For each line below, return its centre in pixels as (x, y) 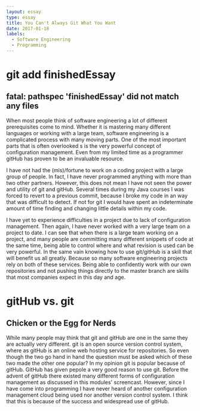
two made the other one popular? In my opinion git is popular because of (96, 363)
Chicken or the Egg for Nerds (61, 323)
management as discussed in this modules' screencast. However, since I (96, 382)
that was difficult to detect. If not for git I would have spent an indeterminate (100, 202)
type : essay (21, 17)
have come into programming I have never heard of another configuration (96, 388)
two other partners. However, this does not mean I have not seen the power (99, 182)
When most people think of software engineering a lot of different (87, 120)
